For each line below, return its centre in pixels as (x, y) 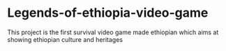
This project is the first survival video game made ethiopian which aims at (113, 32)
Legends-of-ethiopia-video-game (108, 13)
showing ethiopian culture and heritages (65, 39)
